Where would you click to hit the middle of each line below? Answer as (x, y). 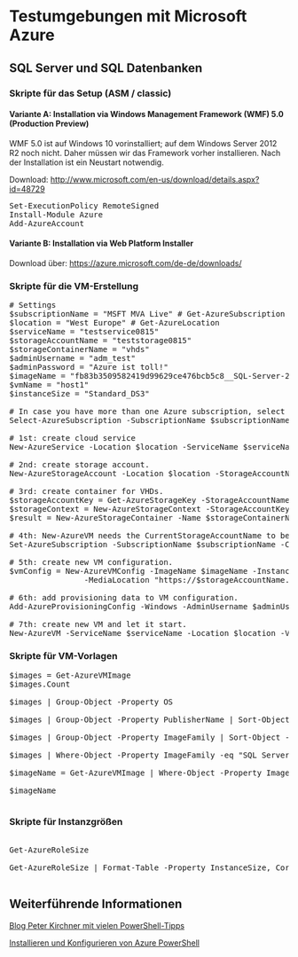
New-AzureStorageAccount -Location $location (110, 474)
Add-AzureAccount (47, 223)
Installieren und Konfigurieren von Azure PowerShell (104, 943)
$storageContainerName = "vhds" (79, 349)
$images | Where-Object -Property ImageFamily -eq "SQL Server (149, 755)
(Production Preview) (49, 124)
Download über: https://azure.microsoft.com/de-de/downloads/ (125, 263)
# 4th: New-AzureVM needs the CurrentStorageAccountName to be (149, 536)
